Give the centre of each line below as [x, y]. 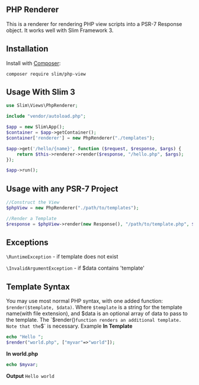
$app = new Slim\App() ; [36, 127]
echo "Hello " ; [25, 337]
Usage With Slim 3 [41, 92]
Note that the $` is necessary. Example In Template [69, 326]
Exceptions [27, 243]
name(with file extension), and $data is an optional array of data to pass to [97, 313]
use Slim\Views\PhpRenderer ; [42, 106]
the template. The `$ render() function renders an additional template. [94, 320]
